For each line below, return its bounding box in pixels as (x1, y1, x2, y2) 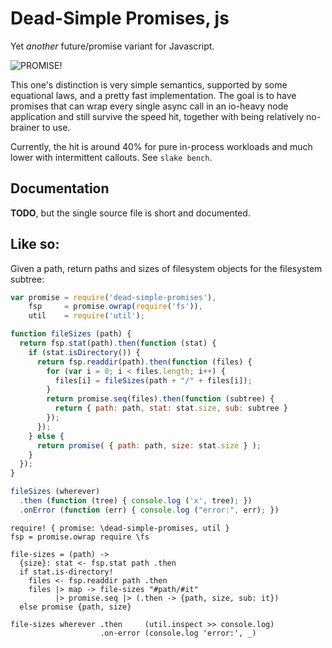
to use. (41, 121, 71, 133)
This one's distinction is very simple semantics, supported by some (10, 78, 288, 91)
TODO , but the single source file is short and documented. (10, 207, 251, 219)
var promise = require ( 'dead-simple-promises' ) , (10, 292, 217, 302)
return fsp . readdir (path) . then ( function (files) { (36, 357, 253, 367)
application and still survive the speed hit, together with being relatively (10, 110, 305, 122)
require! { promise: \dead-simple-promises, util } (10, 523, 230, 533)
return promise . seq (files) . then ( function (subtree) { (46, 394, 275, 404)
